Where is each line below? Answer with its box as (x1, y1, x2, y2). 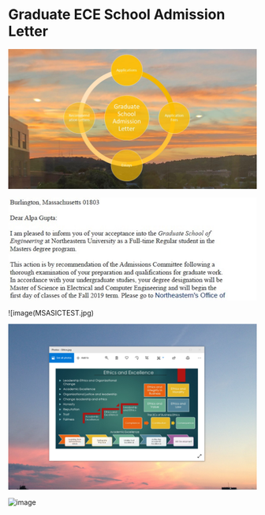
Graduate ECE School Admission (8, 6, 226, 24)
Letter (8, 22, 49, 40)
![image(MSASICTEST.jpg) (8, 309, 95, 318)
